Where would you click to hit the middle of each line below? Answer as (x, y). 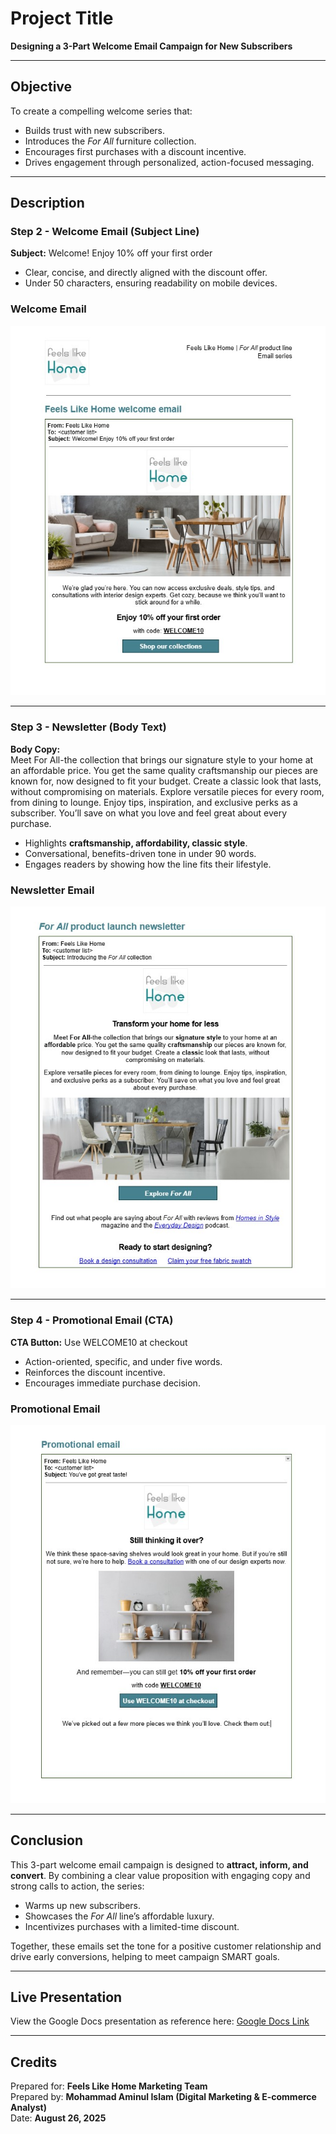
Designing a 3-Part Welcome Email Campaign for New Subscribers (151, 46)
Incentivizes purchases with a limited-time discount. (132, 1926)
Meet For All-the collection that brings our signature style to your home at (162, 759)
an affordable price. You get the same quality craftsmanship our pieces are (164, 770)
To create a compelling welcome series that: (101, 111)
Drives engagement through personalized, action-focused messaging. (169, 162)
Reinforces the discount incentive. (95, 1372)
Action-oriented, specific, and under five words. (123, 1361)
